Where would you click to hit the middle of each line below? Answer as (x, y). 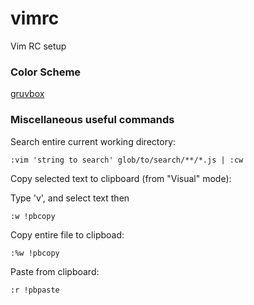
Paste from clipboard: (55, 271)
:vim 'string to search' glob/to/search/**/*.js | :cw (127, 160)
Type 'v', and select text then (70, 198)
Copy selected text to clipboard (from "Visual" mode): (121, 178)
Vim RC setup (38, 46)
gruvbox (27, 94)
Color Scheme (46, 72)
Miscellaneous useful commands (92, 120)
